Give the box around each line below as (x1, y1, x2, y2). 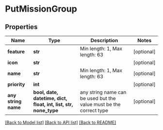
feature (7, 49, 25, 55)
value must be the (80, 101, 121, 108)
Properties (5, 23, 38, 31)
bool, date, (33, 89, 58, 96)
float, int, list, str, (33, 101, 73, 108)
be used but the (80, 95, 116, 101)
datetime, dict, (33, 95, 67, 101)
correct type (80, 107, 108, 114)
